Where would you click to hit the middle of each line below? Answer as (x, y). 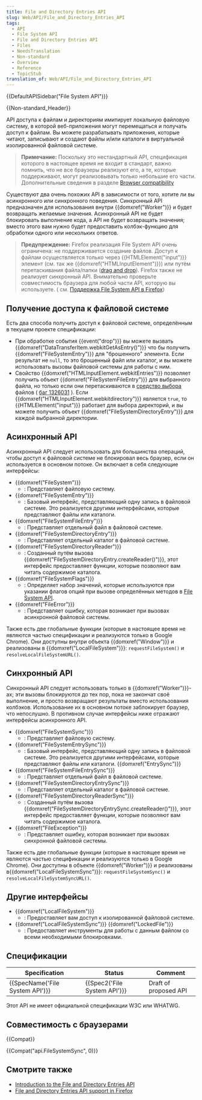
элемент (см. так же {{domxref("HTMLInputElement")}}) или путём (106, 264)
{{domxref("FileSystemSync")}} (54, 731)
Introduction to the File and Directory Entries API (75, 1084)
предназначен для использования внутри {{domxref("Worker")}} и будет (99, 207)
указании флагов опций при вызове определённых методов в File (108, 591)
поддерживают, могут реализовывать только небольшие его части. (108, 176)
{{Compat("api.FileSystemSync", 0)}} (52, 1051)
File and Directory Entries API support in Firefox (74, 1090)
